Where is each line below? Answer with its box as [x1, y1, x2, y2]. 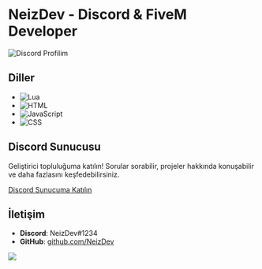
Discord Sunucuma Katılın [8, 185, 92, 194]
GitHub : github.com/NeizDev [19, 237, 114, 246]
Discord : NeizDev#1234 [19, 229, 99, 238]
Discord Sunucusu [8, 140, 101, 154]
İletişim [8, 207, 46, 221]
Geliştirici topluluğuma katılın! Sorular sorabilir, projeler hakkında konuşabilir [8, 161, 254, 170]
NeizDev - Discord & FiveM [8, 6, 187, 24]
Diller [8, 71, 36, 84]
